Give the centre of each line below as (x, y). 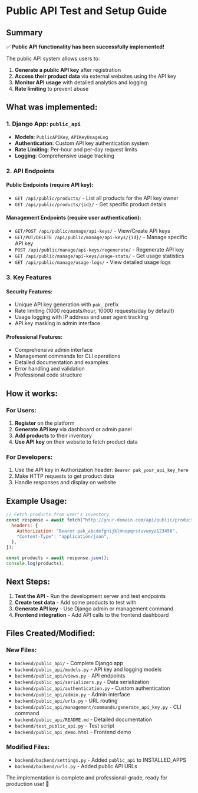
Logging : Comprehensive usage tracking (65, 156)
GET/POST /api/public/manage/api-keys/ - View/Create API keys (93, 231)
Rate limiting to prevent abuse (52, 89)
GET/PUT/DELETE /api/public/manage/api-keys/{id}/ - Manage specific (101, 237)
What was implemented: (52, 107)
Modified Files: (28, 747)
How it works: (32, 393)
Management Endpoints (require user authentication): (74, 218)
